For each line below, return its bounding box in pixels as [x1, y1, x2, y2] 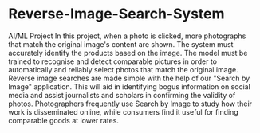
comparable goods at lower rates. [8, 115, 120, 125]
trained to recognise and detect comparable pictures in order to [8, 57, 218, 66]
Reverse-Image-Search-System [8, 5, 225, 23]
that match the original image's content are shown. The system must [8, 39, 234, 49]
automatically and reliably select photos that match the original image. [8, 65, 238, 74]
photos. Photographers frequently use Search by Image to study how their [8, 99, 253, 108]
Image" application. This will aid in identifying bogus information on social [8, 81, 251, 92]
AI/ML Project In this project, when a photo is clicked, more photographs [8, 31, 246, 41]
